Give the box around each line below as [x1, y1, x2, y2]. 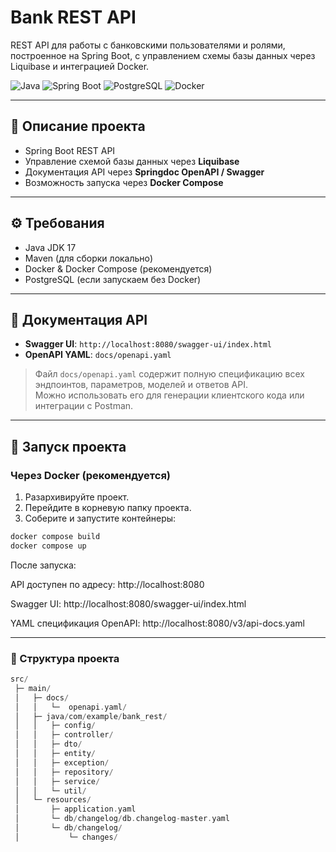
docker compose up [10, 541, 87, 551]
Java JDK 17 [24, 241, 77, 253]
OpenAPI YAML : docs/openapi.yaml [24, 349, 172, 361]
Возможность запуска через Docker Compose [24, 176, 224, 188]
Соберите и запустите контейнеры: [24, 512, 177, 525]
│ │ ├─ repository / [14, 767, 114, 777]
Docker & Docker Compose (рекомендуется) [24, 262, 213, 275]
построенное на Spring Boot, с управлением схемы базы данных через [10, 49, 316, 61]
